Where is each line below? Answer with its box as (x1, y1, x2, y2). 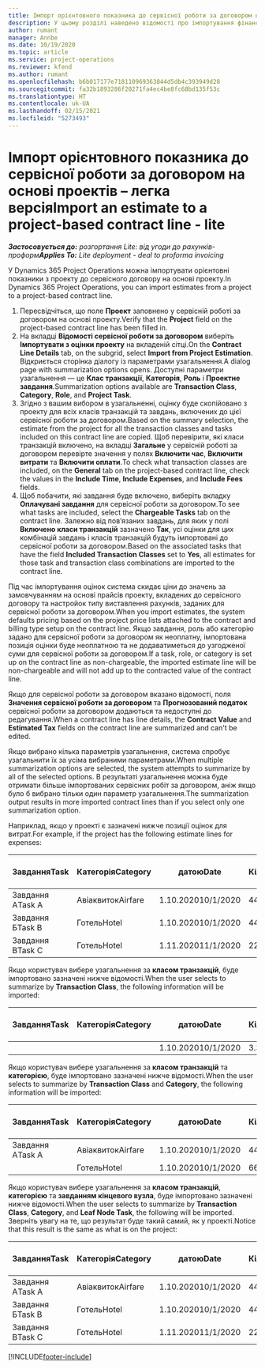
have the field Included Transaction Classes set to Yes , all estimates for (19, 549, 256, 559)
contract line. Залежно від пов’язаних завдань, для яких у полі (19, 515, 229, 526)
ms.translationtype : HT (8, 92, 87, 100)
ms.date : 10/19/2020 (8, 41, 77, 49)
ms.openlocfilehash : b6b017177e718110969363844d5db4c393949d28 (8, 77, 221, 85)
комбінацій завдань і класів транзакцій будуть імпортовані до (19, 533, 229, 542)
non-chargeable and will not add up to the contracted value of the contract (8, 666, 252, 675)
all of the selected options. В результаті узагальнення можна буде (8, 771, 229, 781)
